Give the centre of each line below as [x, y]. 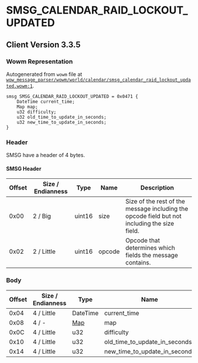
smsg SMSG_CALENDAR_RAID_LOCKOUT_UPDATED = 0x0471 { [72, 96]
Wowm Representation [39, 61]
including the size [150, 224]
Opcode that [143, 241]
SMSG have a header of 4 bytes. [46, 155]
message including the [157, 209]
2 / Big [42, 216]
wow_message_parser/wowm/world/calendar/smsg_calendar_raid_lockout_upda [99, 80]
